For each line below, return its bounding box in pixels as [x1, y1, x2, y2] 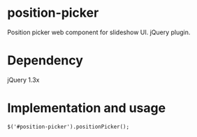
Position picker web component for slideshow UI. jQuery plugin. [7, 28, 191, 36]
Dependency [7, 52, 84, 68]
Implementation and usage [7, 100, 166, 116]
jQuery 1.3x [7, 75, 40, 84]
